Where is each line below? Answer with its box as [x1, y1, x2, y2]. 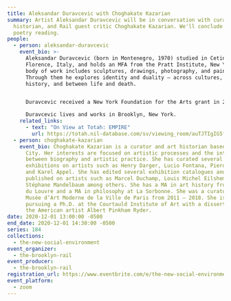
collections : [7, 232, 45, 239]
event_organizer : [7, 245, 57, 252]
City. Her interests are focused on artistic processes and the [25, 149, 214, 157]
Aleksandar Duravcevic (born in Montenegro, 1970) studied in [25, 55, 208, 62]
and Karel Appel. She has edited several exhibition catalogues [25, 169, 214, 176]
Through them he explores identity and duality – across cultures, [25, 74, 223, 81]
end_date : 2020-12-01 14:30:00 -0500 [7, 220, 115, 227]
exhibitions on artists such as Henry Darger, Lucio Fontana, [25, 162, 208, 169]
